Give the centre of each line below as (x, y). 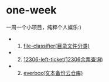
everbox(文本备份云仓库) (53, 73)
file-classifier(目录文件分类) (56, 46)
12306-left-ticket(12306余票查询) (63, 59)
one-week (31, 10)
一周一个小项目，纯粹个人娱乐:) (44, 27)
